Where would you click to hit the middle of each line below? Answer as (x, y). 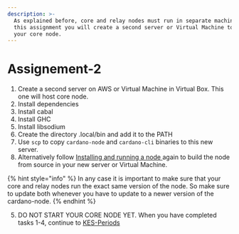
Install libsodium (42, 127)
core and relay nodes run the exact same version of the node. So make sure (118, 186)
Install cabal (35, 112)
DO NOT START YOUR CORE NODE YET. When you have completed (117, 215)
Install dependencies (48, 104)
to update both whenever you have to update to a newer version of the (111, 194)
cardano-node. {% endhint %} (52, 201)
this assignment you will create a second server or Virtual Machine (119, 27)
